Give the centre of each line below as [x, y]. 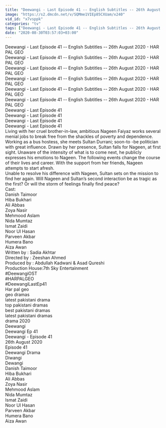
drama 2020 [18, 321]
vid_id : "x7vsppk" [24, 19]
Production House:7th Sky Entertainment [47, 268]
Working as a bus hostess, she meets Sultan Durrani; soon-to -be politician [82, 142]
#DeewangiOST [21, 274]
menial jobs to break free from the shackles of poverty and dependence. [79, 136]
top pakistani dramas [27, 305]
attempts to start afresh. [30, 168]
